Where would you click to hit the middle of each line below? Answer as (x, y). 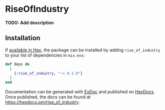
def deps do (17, 64)
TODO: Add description (30, 23)
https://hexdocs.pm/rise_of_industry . (42, 102)
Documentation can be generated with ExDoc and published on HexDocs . (80, 92)
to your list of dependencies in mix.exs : (45, 55)
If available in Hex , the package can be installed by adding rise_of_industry (83, 50)
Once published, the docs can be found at (48, 97)
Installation (23, 38)
